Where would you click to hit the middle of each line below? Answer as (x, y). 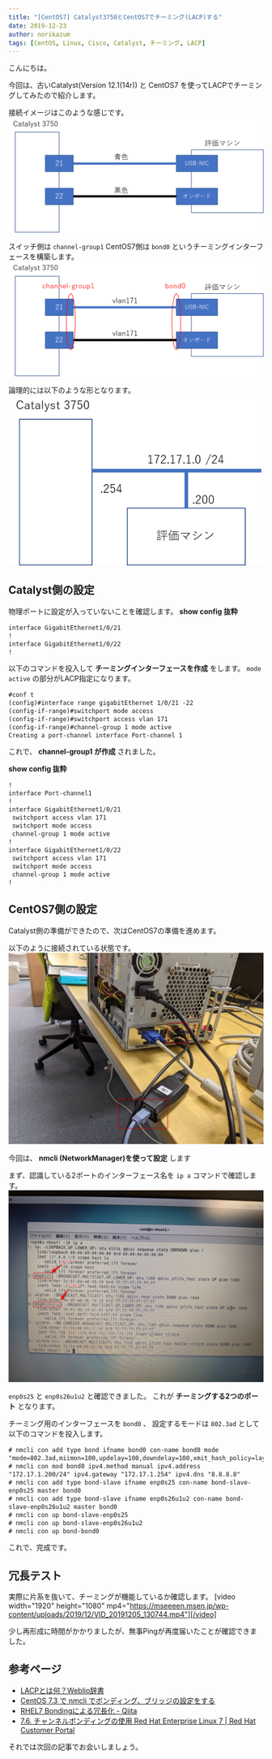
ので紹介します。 (72, 95)
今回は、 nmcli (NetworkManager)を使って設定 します (100, 1158)
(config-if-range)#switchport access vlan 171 (88, 719)
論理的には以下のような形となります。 (72, 390)
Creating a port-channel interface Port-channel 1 (96, 735)
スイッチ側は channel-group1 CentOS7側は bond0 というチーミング (119, 246)
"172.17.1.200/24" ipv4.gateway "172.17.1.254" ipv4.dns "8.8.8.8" (125, 1475)
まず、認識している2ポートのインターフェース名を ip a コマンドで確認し (129, 1176)
